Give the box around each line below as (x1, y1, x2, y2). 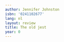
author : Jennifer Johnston (5, 7, 60, 12)
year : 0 (5, 29, 21, 34)
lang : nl (5, 16, 23, 21)
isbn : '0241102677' (5, 12, 45, 16)
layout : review (5, 20, 36, 26)
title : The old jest (5, 25, 47, 30)
